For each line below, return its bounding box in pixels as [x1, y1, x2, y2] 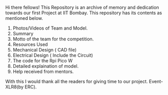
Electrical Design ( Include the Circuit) [12, 52, 94, 58]
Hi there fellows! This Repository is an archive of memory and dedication [5, 5, 159, 10]
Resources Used [12, 41, 48, 47]
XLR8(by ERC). [5, 84, 37, 90]
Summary [12, 31, 33, 36]
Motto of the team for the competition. [12, 36, 94, 42]
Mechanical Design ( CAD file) [12, 47, 77, 53]
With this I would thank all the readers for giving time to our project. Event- [5, 79, 163, 84]
